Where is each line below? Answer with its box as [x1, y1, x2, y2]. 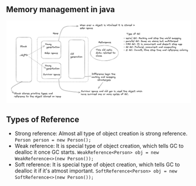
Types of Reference [6, 114, 79, 125]
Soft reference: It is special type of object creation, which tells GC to [14, 161, 180, 168]
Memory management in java [6, 5, 116, 15]
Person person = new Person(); [14, 137, 92, 143]
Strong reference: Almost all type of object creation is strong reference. [14, 130, 188, 137]
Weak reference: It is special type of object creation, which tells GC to [14, 143, 184, 150]
